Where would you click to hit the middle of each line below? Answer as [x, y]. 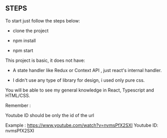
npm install [24, 40]
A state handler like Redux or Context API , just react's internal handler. [87, 70]
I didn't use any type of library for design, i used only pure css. [79, 80]
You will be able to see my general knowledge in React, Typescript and [80, 90]
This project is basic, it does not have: [45, 60]
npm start [23, 50]
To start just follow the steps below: [43, 20]
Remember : [18, 105]
